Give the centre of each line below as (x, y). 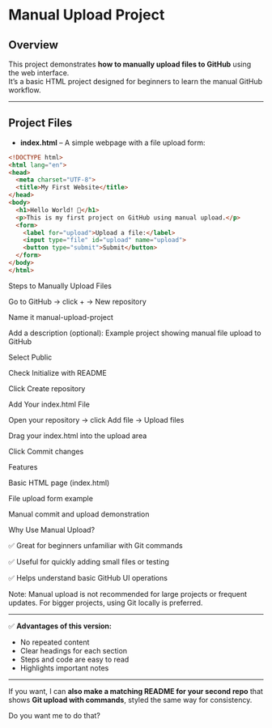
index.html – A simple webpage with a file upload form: (113, 143)
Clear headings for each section (74, 650)
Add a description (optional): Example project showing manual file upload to (135, 333)
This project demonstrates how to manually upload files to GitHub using (130, 64)
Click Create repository (47, 388)
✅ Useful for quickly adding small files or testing (89, 561)
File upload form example (51, 498)
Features (23, 466)
